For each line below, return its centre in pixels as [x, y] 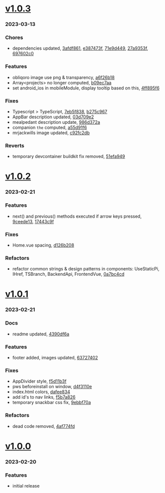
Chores [14, 38]
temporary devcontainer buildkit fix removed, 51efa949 [69, 157]
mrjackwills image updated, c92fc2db [51, 133]
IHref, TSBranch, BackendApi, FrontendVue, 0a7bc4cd [68, 274]
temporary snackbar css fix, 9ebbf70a [51, 403]
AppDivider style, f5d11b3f [39, 381]
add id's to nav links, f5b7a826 [44, 397]
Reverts [15, 146]
